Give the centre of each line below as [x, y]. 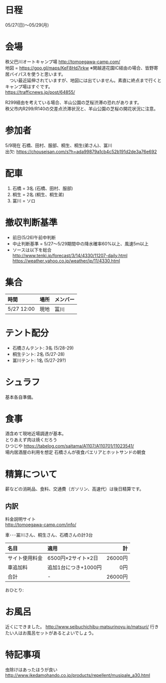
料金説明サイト [20, 519]
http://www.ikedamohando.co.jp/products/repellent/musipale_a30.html [78, 676]
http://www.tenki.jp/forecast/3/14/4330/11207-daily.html [70, 255]
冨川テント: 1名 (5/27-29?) [39, 360]
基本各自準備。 [20, 397]
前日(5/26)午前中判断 [34, 237]
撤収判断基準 [32, 223]
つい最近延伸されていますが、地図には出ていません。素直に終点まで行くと [85, 80]
